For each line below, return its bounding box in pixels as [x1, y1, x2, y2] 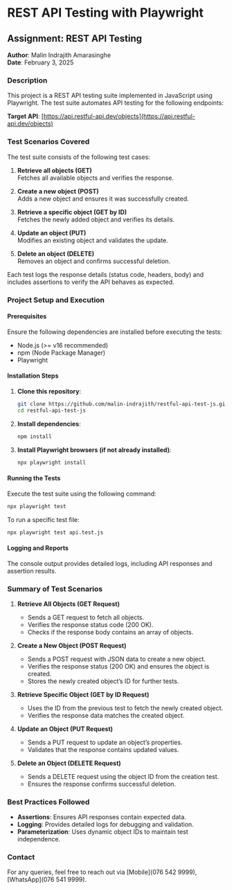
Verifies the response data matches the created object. [27, 711, 185, 719]
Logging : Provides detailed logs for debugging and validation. [17, 821, 194, 829]
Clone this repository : [17, 387, 82, 395]
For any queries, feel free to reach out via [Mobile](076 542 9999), [7, 868, 197, 876]
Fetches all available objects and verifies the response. [17, 174, 175, 182]
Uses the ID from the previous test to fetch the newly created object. [27, 703, 224, 712]
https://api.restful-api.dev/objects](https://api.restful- [43, 112, 195, 121]
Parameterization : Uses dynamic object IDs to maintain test [17, 828, 188, 836]
